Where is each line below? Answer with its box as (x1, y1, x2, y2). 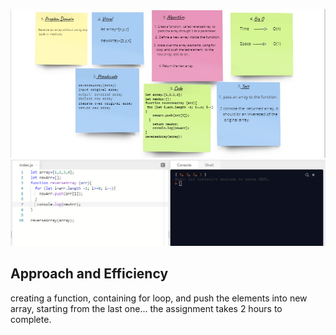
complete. (10, 313, 52, 325)
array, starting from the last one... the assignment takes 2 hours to (10, 302, 283, 314)
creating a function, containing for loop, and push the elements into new (10, 292, 308, 304)
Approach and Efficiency (10, 265, 169, 283)
